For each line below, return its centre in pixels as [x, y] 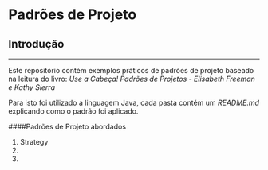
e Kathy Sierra [32, 87]
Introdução [36, 44]
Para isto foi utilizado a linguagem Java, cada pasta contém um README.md [134, 102]
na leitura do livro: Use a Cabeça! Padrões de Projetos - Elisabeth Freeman [132, 79]
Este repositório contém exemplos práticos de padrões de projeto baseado [131, 70]
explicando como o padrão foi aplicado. [73, 111]
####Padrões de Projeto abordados [67, 126]
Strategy [34, 142]
